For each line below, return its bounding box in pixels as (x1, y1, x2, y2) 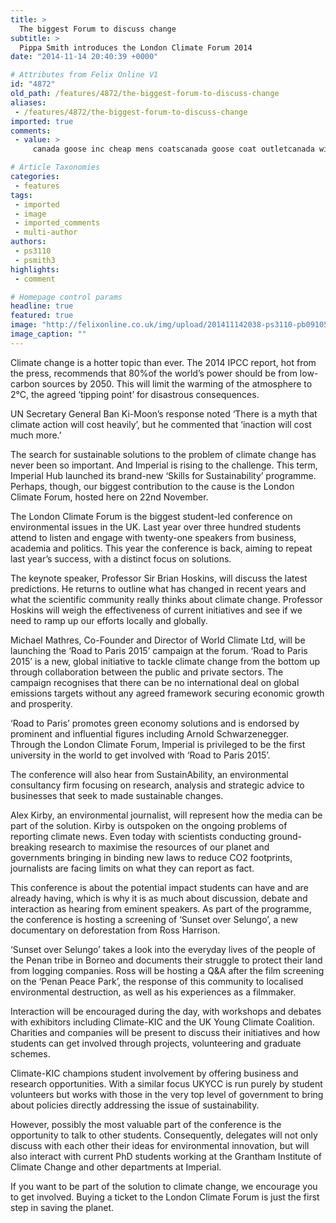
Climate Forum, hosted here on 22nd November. (10, 491, 209, 503)
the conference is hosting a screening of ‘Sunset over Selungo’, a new (10, 913, 298, 925)
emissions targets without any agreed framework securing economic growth (10, 687, 325, 699)
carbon (10, 377, 40, 390)
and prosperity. (10, 697, 73, 710)
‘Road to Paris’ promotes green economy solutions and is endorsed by (10, 717, 300, 729)
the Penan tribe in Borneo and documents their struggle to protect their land (10, 954, 323, 966)
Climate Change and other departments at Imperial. (10, 1161, 222, 1173)
